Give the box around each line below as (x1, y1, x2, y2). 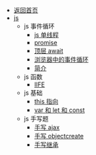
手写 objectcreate (34, 132, 84, 140)
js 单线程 (34, 30, 60, 39)
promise (34, 39, 58, 46)
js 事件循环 (23, 22, 55, 30)
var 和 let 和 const (34, 106, 85, 114)
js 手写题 (23, 115, 49, 122)
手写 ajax (34, 123, 60, 131)
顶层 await (34, 47, 64, 55)
